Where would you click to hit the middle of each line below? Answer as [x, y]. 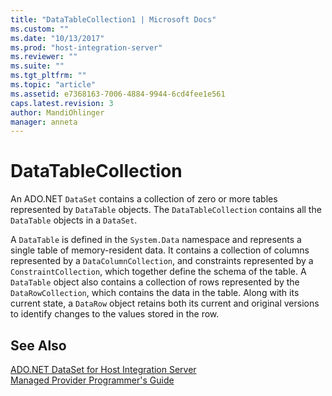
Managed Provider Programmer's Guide [92, 380]
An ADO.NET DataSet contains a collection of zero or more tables [144, 199]
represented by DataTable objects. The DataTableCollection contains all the [166, 210]
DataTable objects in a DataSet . [74, 220]
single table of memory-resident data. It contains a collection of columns [160, 250]
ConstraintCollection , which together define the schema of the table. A [158, 272]
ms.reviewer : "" [44, 57]
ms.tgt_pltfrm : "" [48, 76]
